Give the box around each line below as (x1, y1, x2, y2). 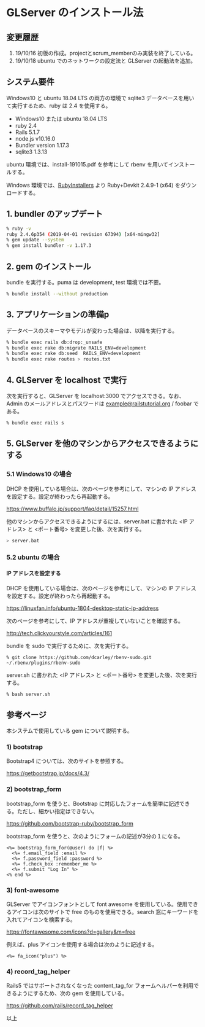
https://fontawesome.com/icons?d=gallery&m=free (6, 928, 136, 935)
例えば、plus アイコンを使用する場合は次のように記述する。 (6, 941, 158, 948)
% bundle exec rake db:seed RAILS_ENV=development (6, 351, 141, 357)
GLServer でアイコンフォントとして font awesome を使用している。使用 (6, 900, 188, 908)
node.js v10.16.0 (15, 135, 56, 142)
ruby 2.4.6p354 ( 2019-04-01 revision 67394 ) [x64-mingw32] (6, 231, 160, 237)
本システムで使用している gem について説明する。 (6, 727, 133, 735)
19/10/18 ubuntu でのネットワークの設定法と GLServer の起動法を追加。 (15, 57, 196, 64)
